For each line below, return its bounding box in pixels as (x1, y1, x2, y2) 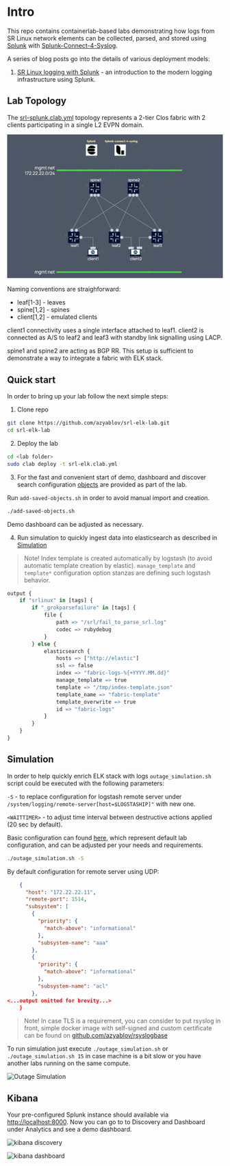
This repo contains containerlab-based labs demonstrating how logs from (7, 27, 215, 35)
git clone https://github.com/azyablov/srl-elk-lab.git (7, 420, 170, 427)
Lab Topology (7, 95, 67, 107)
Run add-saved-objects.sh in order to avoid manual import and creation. (7, 493, 210, 501)
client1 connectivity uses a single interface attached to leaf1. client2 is (7, 326, 204, 335)
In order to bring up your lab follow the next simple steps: (7, 392, 169, 401)
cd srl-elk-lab (7, 427, 51, 434)
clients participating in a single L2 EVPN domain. (7, 121, 144, 129)
